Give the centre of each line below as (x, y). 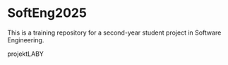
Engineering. (26, 40)
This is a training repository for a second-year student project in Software (114, 32)
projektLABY (26, 54)
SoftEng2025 (47, 13)
